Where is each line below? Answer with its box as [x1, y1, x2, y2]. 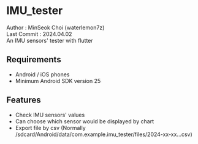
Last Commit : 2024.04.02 [6, 30, 72, 37]
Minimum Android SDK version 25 [15, 77, 101, 84]
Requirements [6, 54, 61, 65]
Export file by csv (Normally [15, 124, 86, 131]
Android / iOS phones [15, 71, 70, 78]
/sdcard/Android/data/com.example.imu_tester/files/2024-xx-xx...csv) [15, 131, 193, 138]
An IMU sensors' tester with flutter [6, 37, 93, 44]
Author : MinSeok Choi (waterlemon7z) [6, 24, 105, 31]
